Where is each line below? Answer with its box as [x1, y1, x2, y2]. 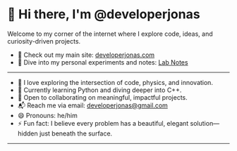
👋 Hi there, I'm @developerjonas [7, 6, 200, 22]
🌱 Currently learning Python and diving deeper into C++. [17, 86, 182, 94]
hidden [17, 129, 39, 138]
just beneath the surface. [39, 129, 113, 138]
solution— [190, 119, 220, 127]
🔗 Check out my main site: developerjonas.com [17, 51, 155, 59]
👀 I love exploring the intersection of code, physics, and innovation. [17, 78, 214, 86]
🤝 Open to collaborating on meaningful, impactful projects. [17, 93, 188, 101]
